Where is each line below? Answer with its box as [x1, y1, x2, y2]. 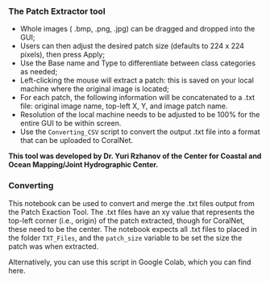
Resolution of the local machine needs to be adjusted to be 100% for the [19, 110, 260, 120]
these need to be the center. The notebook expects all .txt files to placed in [8, 224, 258, 234]
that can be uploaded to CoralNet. [19, 136, 134, 145]
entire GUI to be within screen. [19, 119, 122, 128]
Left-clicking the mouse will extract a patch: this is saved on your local [19, 75, 254, 86]
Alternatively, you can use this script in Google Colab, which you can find [8, 257, 251, 267]
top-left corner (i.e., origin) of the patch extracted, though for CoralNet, [8, 216, 245, 225]
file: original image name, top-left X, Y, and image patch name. [19, 101, 228, 111]
